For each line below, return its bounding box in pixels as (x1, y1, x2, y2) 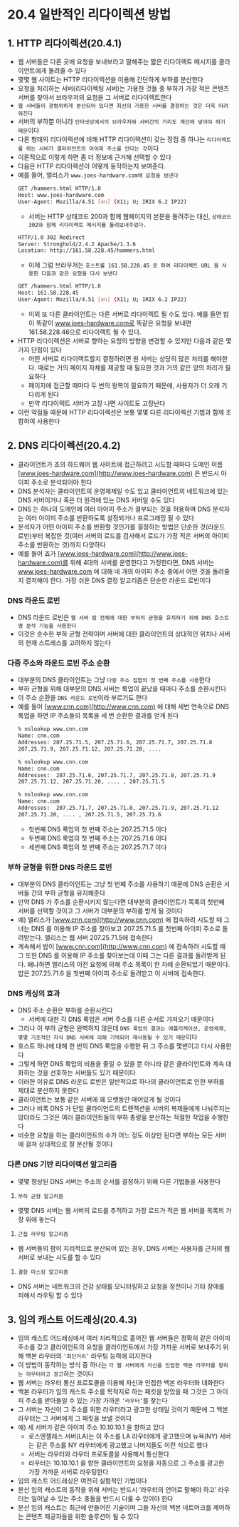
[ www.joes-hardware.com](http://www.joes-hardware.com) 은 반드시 (17, 469, 219, 477)
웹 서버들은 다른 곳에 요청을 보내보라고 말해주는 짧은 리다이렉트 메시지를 (17, 58, 218, 66)
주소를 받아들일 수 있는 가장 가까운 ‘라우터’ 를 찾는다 (25, 1396, 169, 1405)
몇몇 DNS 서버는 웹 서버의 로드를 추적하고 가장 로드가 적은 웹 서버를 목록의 (17, 1206, 225, 1214)
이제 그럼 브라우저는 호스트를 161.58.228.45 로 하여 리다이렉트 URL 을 (28, 261, 219, 270)
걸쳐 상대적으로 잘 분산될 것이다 (25, 1140, 113, 1149)
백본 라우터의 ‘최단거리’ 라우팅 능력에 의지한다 (25, 1351, 152, 1360)
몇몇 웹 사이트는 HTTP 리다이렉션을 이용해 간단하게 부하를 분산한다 (17, 76, 204, 83)
